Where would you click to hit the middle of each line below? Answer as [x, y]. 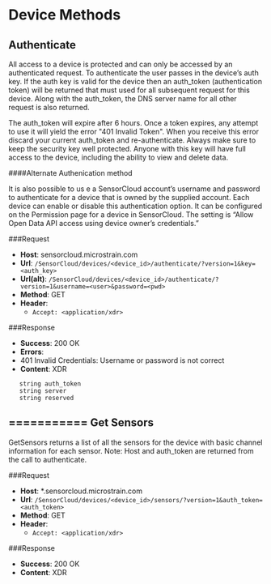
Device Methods [65, 15]
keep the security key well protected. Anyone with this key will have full [127, 149]
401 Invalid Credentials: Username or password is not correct [122, 360]
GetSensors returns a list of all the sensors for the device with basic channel [135, 442]
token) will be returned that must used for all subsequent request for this [129, 90]
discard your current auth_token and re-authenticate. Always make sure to [132, 140]
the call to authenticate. [48, 459]
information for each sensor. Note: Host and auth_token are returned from [131, 450]
